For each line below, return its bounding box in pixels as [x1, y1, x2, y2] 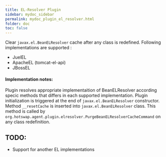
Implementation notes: [5, 76, 53, 82]
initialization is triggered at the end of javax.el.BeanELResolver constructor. [5, 98, 160, 104]
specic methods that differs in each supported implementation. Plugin [5, 92, 148, 98]
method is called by [5, 108, 46, 114]
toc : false [5, 26, 28, 31]
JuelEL [12, 54, 26, 60]
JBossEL [12, 65, 31, 71]
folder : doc [5, 21, 30, 26]
